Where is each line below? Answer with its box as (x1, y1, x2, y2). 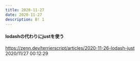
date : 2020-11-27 (5, 12, 42, 17)
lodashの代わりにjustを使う (5, 33, 64, 39)
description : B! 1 (5, 17, 44, 22)
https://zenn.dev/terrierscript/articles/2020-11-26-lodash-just (5, 45, 135, 51)
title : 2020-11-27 (5, 7, 44, 13)
